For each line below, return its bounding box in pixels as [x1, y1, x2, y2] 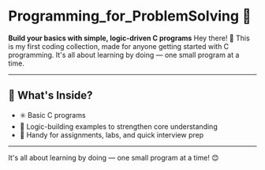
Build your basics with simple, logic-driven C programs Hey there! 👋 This [8, 33, 250, 43]
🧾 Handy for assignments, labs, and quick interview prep [19, 130, 204, 139]
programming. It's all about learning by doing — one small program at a [8, 50, 240, 59]
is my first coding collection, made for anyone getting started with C [8, 41, 230, 51]
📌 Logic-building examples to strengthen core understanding [19, 122, 218, 131]
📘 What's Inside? [8, 89, 93, 102]
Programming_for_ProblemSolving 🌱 [8, 7, 252, 25]
